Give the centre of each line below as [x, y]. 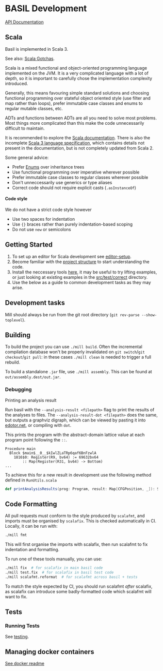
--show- [149, 315]
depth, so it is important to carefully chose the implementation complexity [79, 78]
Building [18, 335]
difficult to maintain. [25, 128]
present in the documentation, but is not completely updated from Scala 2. [79, 148]
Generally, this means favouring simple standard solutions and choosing [77, 93]
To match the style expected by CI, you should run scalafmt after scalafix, [79, 586]
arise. [18, 288]
